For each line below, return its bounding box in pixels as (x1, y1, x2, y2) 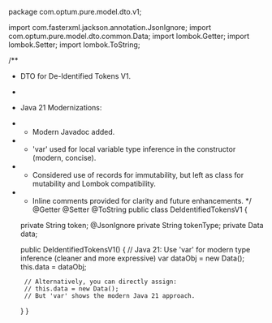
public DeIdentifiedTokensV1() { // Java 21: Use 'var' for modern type (19, 245, 251, 254)
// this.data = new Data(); (24, 285, 119, 293)
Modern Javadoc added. (32, 127, 115, 136)
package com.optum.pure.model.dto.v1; (8, 7, 142, 16)
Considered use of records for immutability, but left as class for (32, 170, 244, 179)
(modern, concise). (32, 153, 97, 162)
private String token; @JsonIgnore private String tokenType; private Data (19, 221, 264, 230)
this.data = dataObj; (19, 262, 87, 271)
